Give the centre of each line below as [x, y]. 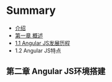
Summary [31, 11]
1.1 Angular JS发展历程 [43, 43]
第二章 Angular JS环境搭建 [56, 71]
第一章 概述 [29, 35]
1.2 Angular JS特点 [38, 50]
